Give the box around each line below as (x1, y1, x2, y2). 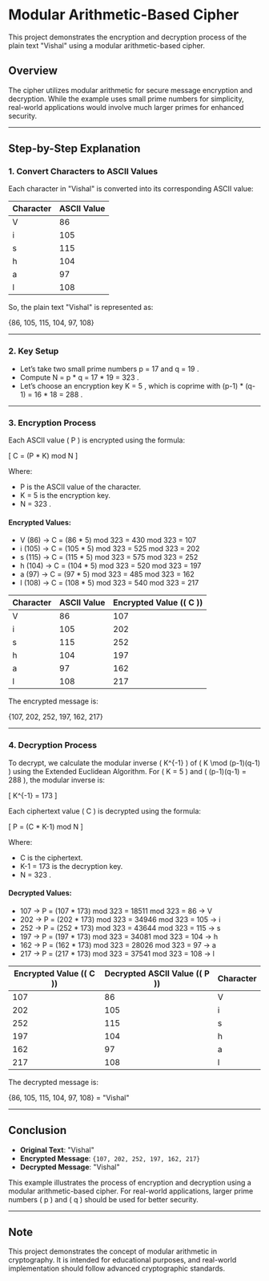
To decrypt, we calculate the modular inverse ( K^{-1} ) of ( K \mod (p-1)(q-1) (8, 757, 261, 768)
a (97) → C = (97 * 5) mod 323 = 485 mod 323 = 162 (19, 569, 195, 579)
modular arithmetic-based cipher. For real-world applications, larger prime (8, 1186, 254, 1196)
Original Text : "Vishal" (19, 1144, 94, 1154)
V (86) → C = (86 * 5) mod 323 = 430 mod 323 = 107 (19, 536, 197, 545)
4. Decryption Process (8, 740, 98, 751)
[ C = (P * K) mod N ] (8, 451, 78, 461)
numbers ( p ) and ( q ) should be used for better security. (8, 1194, 199, 1204)
